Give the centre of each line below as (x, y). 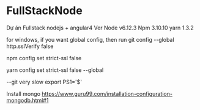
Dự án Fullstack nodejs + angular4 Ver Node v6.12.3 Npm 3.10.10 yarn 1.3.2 (100, 28)
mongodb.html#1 (28, 100)
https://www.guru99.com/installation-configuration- (107, 93)
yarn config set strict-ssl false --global (55, 70)
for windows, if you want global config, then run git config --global (90, 39)
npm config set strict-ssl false (44, 58)
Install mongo (24, 93)
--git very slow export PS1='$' (44, 82)
